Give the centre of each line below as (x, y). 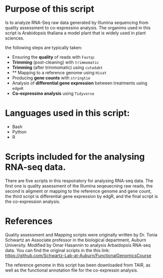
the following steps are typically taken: (44, 47)
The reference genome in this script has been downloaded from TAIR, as (78, 265)
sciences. (15, 38)
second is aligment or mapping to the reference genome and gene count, (78, 191)
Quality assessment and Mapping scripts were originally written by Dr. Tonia (81, 235)
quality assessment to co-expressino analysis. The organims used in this (78, 27)
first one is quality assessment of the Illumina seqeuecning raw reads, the (79, 186)
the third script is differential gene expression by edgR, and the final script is (81, 196)
